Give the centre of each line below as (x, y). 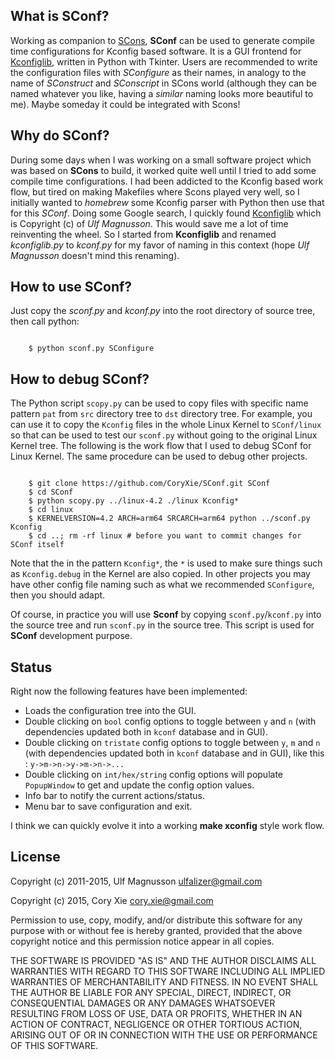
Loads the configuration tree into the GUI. (110, 711)
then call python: (45, 321)
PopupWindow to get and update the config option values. (139, 785)
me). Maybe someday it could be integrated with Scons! (125, 104)
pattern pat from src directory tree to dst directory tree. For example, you (161, 414)
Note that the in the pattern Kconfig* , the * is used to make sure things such (166, 563)
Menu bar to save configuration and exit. (108, 806)
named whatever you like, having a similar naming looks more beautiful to (162, 93)
